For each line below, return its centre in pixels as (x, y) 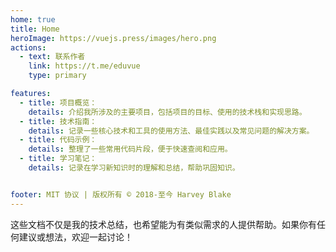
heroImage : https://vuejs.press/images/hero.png (113, 38)
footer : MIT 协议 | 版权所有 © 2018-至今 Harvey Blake (121, 194)
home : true (33, 19)
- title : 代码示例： (58, 140)
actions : (28, 47)
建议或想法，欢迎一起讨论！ (75, 237)
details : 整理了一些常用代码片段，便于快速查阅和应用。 (130, 149)
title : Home (35, 29)
